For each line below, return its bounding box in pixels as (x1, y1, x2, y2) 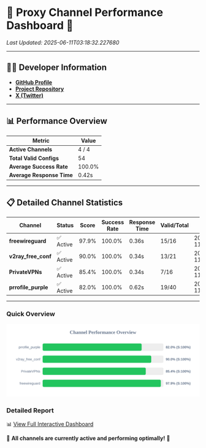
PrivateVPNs (9, 268, 42, 275)
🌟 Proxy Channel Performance (6, 6, 164, 20)
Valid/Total (160, 222, 189, 229)
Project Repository (15, 85, 64, 93)
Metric (32, 137, 50, 145)
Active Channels (9, 146, 53, 153)
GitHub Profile (15, 78, 53, 86)
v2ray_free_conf (9, 252, 52, 260)
